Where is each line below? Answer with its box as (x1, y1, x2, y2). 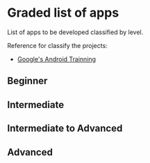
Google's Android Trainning (17, 54, 96, 63)
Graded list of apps (7, 5, 119, 21)
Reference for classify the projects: (7, 41, 108, 49)
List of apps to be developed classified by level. (7, 28, 144, 36)
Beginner (7, 75, 48, 87)
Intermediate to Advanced (7, 123, 123, 134)
